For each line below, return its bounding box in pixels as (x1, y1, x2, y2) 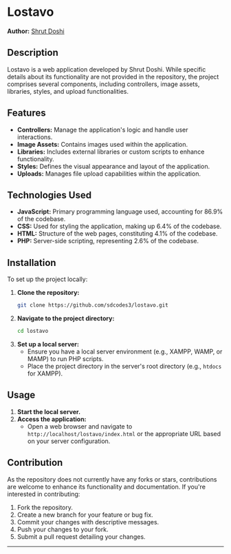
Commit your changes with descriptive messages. (16, 517, 159, 526)
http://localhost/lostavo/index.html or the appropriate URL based (27, 429, 221, 438)
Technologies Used (7, 189, 91, 201)
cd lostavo (16, 328, 49, 335)
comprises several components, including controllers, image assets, (7, 80, 200, 88)
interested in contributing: (7, 490, 80, 498)
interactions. (16, 132, 53, 141)
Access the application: (16, 415, 87, 423)
